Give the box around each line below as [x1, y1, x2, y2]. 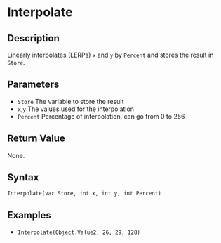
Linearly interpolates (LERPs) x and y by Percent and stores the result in [7, 51, 214, 59]
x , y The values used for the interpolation [17, 105, 135, 113]
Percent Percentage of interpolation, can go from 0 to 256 [17, 112, 185, 120]
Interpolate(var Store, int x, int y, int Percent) [7, 190, 161, 197]
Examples [7, 209, 51, 221]
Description [7, 32, 60, 44]
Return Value [7, 133, 65, 145]
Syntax [7, 171, 39, 183]
